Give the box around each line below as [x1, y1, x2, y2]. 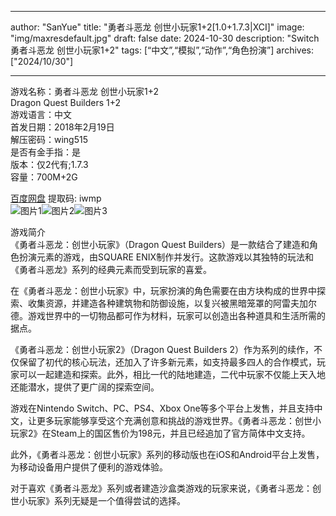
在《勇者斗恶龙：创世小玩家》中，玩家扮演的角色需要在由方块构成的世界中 [10, 285, 317, 296]
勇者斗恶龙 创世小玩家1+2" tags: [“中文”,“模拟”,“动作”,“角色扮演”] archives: [10, 44, 315, 56]
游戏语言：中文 [10, 109, 72, 120]
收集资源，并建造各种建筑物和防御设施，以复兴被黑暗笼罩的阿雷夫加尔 [27, 297, 317, 309]
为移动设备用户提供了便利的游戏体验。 [10, 461, 168, 473]
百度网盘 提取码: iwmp [10, 192, 102, 204]
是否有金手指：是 [10, 146, 81, 158]
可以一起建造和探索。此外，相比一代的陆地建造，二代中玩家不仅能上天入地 [18, 369, 326, 380]
